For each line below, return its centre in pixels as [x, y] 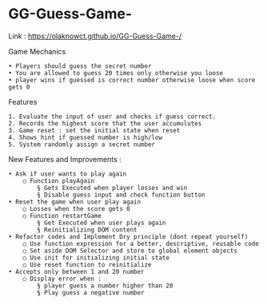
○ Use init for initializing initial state [96, 257]
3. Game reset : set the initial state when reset [94, 130]
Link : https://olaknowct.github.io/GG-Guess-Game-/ [95, 36]
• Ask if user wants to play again [68, 174]
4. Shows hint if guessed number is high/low [85, 137]
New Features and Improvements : [65, 159]
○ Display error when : [62, 279]
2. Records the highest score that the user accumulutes [105, 123]
